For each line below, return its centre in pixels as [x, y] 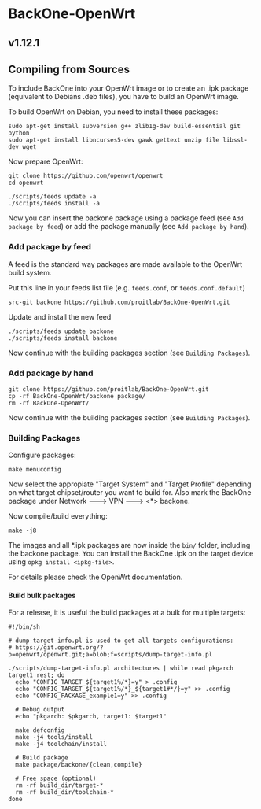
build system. [30, 272]
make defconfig [40, 730]
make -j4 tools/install [54, 737]
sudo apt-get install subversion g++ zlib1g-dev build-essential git [125, 127]
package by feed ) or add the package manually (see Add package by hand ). [129, 227]
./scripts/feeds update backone [61, 331]
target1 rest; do [37, 675]
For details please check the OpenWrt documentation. [96, 577]
